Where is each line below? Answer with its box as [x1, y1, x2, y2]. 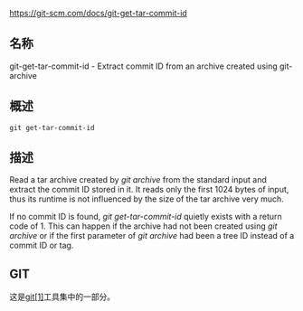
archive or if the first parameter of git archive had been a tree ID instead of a [9, 231, 295, 241]
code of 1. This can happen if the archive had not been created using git [9, 221, 278, 231]
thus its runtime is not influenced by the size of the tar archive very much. [9, 193, 285, 204]
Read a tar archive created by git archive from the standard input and [9, 174, 267, 185]
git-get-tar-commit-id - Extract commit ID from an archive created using [9, 61, 278, 71]
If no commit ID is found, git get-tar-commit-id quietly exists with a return [9, 212, 282, 222]
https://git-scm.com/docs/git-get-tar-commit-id [9, 8, 187, 18]
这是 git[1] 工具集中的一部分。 [9, 291, 116, 302]
